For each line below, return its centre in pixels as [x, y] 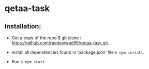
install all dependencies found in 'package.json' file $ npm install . [78, 52]
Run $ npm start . [29, 62]
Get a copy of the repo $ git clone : [46, 38]
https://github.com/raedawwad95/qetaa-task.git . [60, 43]
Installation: [23, 26]
